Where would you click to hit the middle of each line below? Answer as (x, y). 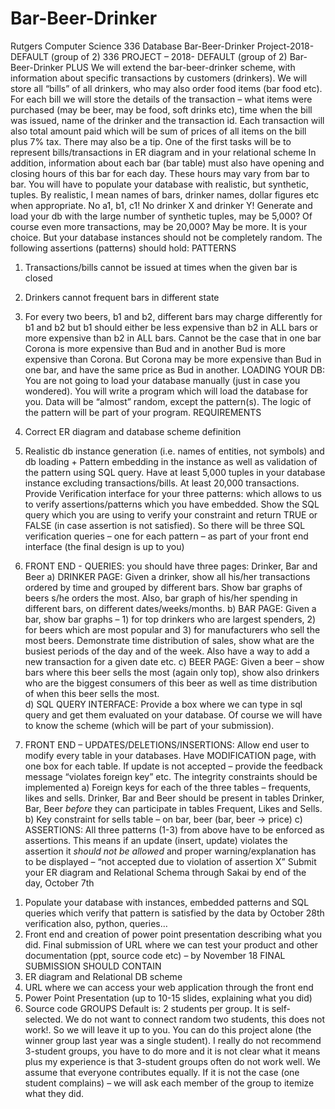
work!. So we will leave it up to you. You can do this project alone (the (168, 1029)
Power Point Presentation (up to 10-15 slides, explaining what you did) (168, 998)
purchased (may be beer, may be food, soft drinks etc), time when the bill (161, 109)
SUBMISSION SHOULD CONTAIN (93, 966)
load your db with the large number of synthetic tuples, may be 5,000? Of (161, 216)
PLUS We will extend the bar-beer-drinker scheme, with (180, 67)
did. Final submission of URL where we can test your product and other (171, 944)
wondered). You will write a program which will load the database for (166, 391)
